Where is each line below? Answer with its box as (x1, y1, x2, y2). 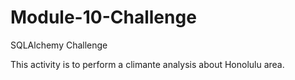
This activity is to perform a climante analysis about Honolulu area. (10, 58, 285, 70)
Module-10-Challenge (10, 6, 197, 29)
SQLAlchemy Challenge (10, 39, 108, 51)
